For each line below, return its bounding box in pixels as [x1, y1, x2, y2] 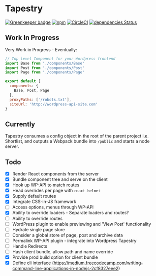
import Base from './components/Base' [5, 61, 85, 66]
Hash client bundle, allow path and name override [12, 248, 113, 254]
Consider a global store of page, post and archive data [12, 232, 123, 238]
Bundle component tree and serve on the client [12, 176, 108, 182]
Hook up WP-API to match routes [12, 182, 80, 188]
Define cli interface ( [12, 260, 54, 266]
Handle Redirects [12, 243, 48, 249]
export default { [5, 79, 41, 84]
